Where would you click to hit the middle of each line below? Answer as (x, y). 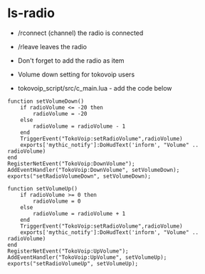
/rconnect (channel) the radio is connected (80, 33)
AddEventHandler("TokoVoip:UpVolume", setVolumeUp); (87, 257)
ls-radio (31, 13)
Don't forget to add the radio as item (71, 60)
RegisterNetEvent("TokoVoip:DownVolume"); (71, 163)
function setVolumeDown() (46, 101)
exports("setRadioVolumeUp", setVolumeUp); (73, 263)
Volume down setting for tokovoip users (76, 74)
